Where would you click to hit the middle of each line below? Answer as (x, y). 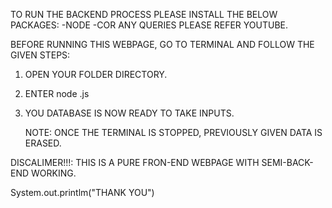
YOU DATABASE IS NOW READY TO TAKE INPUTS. (129, 113)
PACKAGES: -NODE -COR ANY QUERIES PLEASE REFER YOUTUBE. (149, 25)
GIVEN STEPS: (40, 55)
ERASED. (43, 143)
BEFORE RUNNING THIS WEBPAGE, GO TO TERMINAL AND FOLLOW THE (162, 44)
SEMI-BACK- (287, 162)
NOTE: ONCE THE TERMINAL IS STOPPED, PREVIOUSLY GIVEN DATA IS (173, 132)
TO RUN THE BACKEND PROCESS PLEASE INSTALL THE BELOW (144, 14)
